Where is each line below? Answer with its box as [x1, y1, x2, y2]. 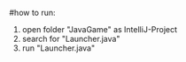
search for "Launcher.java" [21, 34, 120, 44]
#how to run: [9, 8, 56, 17]
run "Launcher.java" [21, 43, 96, 53]
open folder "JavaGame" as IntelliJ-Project [21, 24, 178, 34]
